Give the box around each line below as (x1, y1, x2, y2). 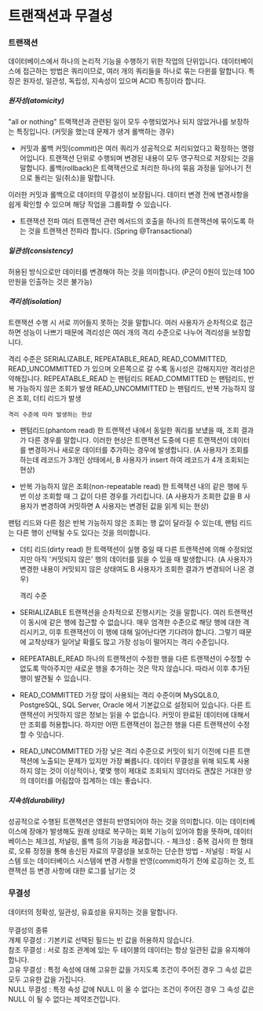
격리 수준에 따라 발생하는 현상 (8, 411, 93, 419)
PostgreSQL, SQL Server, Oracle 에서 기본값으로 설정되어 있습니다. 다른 (19, 700, 243, 709)
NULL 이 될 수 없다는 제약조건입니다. (8, 994, 120, 1004)
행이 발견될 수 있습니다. (19, 674, 92, 683)
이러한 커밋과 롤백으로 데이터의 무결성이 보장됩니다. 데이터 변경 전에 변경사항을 (8, 190, 250, 199)
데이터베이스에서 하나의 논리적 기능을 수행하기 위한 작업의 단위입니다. (8, 57, 220, 66)
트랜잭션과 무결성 (8, 7, 113, 25)
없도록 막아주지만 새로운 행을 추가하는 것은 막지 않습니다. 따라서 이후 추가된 (19, 664, 250, 673)
